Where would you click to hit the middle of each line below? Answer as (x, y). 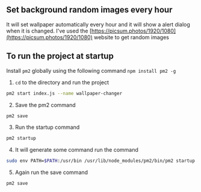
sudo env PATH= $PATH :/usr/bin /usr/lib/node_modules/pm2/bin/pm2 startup (101, 161)
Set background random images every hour (89, 10)
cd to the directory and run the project (62, 82)
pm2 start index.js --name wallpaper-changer (64, 93)
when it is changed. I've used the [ (49, 31)
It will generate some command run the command (76, 150)
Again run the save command (51, 172)
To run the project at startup (60, 56)
